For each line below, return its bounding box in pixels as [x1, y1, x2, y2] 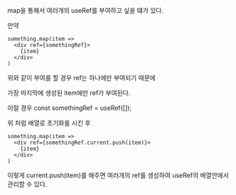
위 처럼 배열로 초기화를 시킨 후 [7, 119, 91, 127]
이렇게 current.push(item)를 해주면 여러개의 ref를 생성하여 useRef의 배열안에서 [7, 171, 230, 179]
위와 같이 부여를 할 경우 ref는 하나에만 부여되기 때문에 [7, 74, 156, 82]
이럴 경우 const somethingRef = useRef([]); [7, 104, 132, 112]
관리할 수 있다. [7, 180, 48, 188]
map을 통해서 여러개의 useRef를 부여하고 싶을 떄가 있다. [7, 6, 163, 14]
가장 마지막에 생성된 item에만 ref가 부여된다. [7, 89, 131, 97]
